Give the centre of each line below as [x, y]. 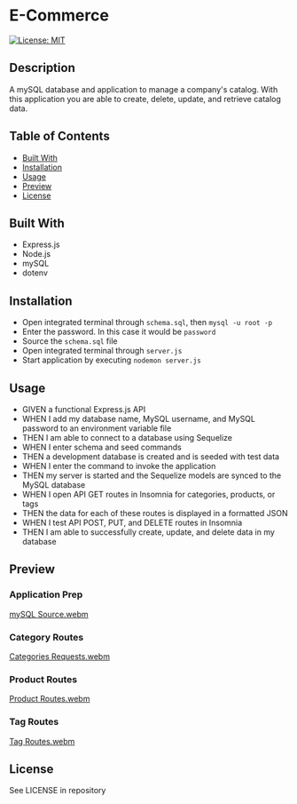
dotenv [35, 273]
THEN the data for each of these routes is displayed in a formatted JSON [155, 513]
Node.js [36, 254]
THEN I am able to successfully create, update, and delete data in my [148, 532]
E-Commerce [59, 16]
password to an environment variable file [97, 428]
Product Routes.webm [50, 699]
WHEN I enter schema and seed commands [102, 447]
